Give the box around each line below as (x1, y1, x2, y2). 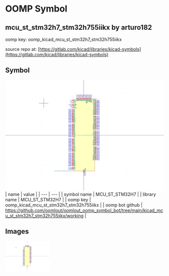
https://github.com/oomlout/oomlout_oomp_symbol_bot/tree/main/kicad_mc (5, 207, 163, 213)
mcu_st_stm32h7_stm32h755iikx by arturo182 (5, 23, 152, 32)
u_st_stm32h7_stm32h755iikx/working (5, 213, 84, 219)
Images (5, 227, 29, 236)
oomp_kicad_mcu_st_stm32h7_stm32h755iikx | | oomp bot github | (5, 202, 143, 208)
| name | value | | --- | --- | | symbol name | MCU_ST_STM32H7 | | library (5, 191, 156, 197)
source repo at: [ (5, 46, 40, 52)
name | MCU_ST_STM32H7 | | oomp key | (5, 196, 92, 202)
